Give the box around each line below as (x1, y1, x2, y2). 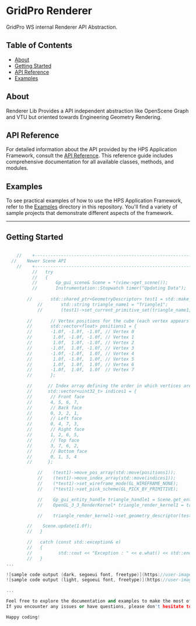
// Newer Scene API (11, 258, 66, 264)
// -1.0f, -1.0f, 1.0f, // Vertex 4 (27, 350, 134, 357)
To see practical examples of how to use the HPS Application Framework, (6, 197, 183, 204)
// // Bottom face (27, 448, 87, 454)
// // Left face (27, 416, 82, 422)
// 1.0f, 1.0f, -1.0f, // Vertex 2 (27, 340, 134, 346)
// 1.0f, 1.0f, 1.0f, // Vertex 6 (27, 361, 134, 367)
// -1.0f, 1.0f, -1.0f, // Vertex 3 (27, 345, 134, 351)
